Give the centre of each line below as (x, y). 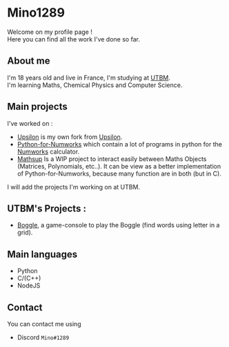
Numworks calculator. (48, 151)
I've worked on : (30, 123)
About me (29, 61)
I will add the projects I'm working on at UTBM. (73, 187)
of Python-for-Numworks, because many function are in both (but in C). (119, 173)
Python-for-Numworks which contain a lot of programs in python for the (120, 144)
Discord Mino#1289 (43, 337)
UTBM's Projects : (47, 208)
